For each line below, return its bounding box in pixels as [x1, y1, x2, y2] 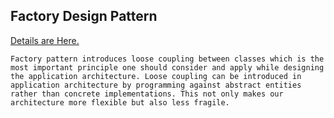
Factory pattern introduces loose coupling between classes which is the [10, 54, 325, 64]
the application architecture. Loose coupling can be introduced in [10, 71, 302, 81]
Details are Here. [10, 34, 80, 46]
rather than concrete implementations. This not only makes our [10, 89, 284, 99]
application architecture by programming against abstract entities [10, 80, 302, 90]
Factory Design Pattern [10, 8, 158, 25]
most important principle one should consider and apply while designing [10, 62, 325, 73]
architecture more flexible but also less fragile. [10, 97, 230, 108]
